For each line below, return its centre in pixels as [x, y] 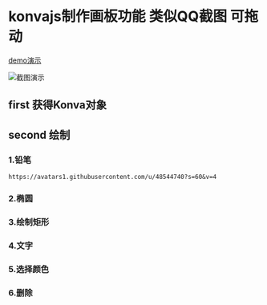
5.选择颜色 [29, 269]
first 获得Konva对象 [57, 105]
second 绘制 [39, 134]
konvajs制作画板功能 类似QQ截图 [117, 16]
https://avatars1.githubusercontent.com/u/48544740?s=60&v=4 [113, 177]
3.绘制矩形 [29, 222]
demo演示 [25, 60]
